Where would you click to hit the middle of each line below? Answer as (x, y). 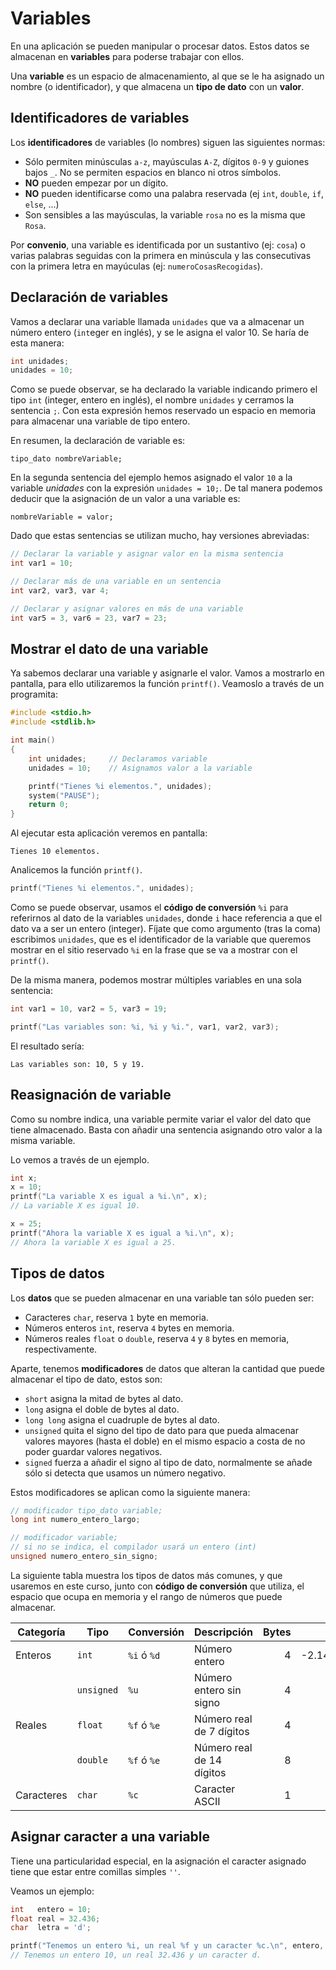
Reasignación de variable (91, 1095)
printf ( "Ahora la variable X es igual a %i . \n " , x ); (122, 1233)
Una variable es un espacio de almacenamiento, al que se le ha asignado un (167, 76)
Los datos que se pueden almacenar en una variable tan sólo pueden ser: (162, 1298)
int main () (33, 740)
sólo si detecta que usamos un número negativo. (125, 1473)
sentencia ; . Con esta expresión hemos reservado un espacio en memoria (163, 411)
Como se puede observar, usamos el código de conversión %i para (149, 907)
